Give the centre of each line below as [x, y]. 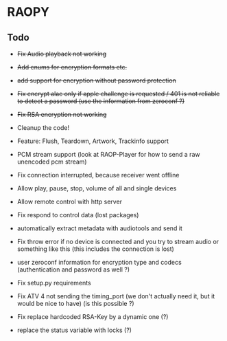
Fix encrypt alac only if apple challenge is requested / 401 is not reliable [118, 94]
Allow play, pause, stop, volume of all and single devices [97, 188]
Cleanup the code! [43, 128]
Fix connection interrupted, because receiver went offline [98, 175]
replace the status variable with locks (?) [74, 330]
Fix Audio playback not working [62, 54]
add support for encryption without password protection [96, 80]
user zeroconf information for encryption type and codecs [99, 262]
